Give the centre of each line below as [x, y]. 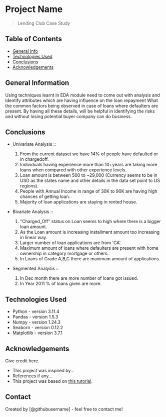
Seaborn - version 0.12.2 [38, 328]
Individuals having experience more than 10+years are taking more [88, 165]
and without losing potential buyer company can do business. [68, 116]
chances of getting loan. [45, 196]
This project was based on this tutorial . [52, 381]
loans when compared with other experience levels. [73, 170]
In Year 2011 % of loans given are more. [60, 284]
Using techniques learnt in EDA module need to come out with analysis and [82, 95]
